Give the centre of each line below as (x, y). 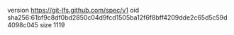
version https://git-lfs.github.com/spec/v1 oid (73, 10)
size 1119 (52, 25)
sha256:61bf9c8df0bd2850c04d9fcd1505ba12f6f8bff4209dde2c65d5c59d (118, 17)
